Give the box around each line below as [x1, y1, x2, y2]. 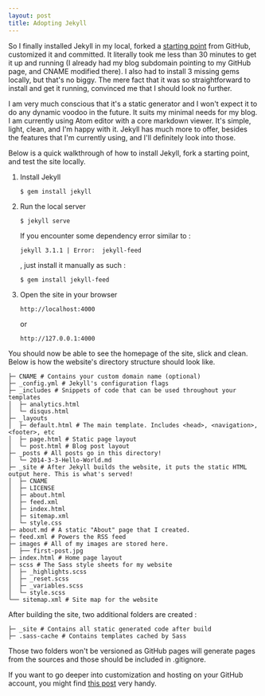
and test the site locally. [8, 156, 86, 166]
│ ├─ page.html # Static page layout [8, 435, 137, 443]
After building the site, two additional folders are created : [8, 609, 197, 619]
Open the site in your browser [19, 289, 118, 299]
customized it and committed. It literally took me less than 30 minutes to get [8, 49, 257, 59]
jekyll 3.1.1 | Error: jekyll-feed [19, 246, 142, 254]
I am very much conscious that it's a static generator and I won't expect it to [8, 99, 258, 108]
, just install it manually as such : [19, 260, 126, 269]
